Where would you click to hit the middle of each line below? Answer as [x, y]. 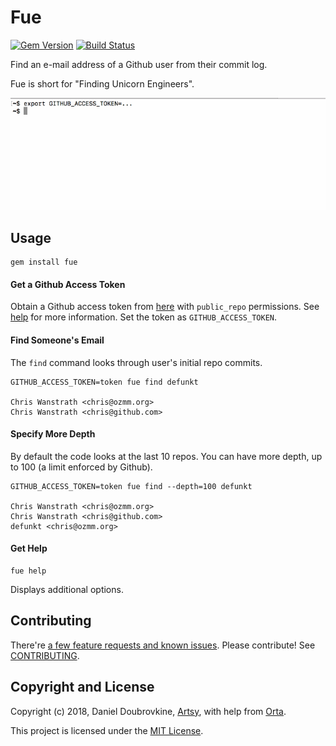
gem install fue [44, 262]
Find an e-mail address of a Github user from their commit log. [139, 64]
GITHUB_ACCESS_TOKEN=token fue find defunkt [104, 382]
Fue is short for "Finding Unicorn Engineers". [102, 83]
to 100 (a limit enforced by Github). [81, 467]
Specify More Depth [53, 434]
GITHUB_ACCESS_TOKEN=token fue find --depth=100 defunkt [131, 486]
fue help [28, 571]
